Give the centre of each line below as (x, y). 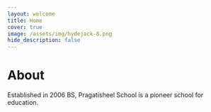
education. (23, 103)
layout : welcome (31, 14)
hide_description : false (44, 40)
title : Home (25, 21)
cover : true (25, 27)
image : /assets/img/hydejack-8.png (60, 34)
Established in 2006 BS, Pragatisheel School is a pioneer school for (105, 95)
